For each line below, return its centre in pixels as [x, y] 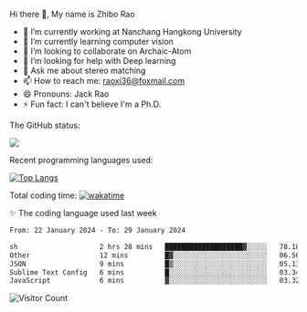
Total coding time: [43, 195]
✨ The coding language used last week [83, 213]
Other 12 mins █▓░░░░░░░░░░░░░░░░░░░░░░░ [138, 255]
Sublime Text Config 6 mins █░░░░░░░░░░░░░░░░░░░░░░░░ [138, 272]
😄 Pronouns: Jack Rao [66, 94]
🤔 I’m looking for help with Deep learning [99, 61]
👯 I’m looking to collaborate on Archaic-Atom [107, 51]
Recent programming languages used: [81, 160]
